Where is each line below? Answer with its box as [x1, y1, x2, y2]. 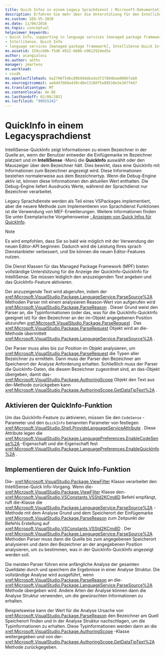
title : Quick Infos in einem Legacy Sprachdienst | [5, 7, 113, 12]
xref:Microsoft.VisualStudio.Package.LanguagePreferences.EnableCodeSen [5, 435, 159, 441]
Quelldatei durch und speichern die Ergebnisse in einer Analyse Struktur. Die [5, 566, 160, 572]
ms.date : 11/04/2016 [5, 21, 48, 26]
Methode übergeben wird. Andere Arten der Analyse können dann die [5, 587, 146, 593]
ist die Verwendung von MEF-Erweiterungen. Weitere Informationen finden [5, 209, 156, 215]
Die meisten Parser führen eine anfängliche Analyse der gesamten [5, 561, 139, 567]
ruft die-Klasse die [5, 499, 43, 505]
